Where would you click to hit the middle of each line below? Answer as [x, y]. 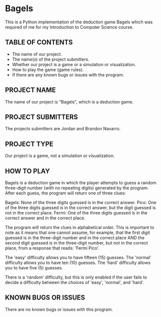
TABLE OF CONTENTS [39, 43]
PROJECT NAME [31, 90]
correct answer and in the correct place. [45, 218]
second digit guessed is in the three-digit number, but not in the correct [76, 243]
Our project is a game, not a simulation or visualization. [60, 156]
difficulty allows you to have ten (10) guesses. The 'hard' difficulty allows [78, 263]
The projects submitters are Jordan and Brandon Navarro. [63, 129]
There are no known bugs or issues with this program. [59, 309]
